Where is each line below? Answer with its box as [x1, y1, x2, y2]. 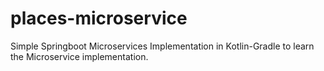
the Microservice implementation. [10, 50, 149, 62]
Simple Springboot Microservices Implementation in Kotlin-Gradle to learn [10, 40, 315, 52]
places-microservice [10, 7, 188, 30]
